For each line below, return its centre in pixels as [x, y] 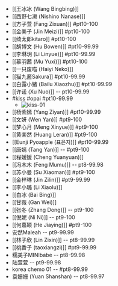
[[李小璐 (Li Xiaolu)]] [37, 187]
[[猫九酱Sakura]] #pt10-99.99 [48, 76]
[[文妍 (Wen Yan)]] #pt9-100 [47, 120]
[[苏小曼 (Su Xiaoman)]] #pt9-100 [53, 172]
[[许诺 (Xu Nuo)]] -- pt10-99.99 [51, 92]
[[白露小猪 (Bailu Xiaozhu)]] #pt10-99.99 [62, 84]
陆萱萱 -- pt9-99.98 [36, 263]
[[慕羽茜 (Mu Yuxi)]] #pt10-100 [50, 61]
